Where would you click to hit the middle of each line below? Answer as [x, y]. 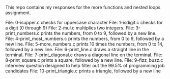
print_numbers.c [22, 33]
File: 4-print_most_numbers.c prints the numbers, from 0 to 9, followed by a [85, 38]
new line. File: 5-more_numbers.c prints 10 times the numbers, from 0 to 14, [84, 44]
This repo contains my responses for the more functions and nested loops [83, 7]
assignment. [18, 13]
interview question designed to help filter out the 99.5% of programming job [85, 66]
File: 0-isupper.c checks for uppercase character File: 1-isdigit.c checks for [84, 23]
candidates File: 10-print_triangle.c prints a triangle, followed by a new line [83, 71]
